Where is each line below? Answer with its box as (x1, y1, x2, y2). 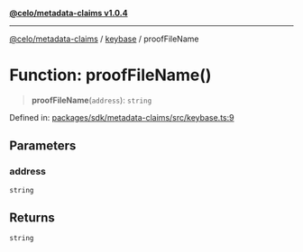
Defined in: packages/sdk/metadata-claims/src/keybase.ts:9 (9, 112, 234, 122)
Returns (9, 211, 56, 226)
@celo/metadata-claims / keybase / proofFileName (9, 33, 199, 44)
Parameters (9, 139, 77, 154)
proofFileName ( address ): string (31, 94, 152, 105)
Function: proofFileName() (9, 65, 212, 85)
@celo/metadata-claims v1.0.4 (9, 8, 128, 18)
